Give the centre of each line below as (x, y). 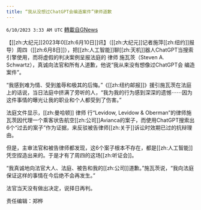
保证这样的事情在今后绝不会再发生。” (51, 175)
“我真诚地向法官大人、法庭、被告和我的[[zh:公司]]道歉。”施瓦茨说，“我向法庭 (100, 168)
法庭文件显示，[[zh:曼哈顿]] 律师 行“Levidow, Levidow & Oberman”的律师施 (99, 112)
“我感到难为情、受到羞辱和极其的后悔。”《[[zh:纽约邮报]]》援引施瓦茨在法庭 (99, 85)
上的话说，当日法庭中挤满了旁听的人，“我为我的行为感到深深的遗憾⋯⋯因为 (100, 92)
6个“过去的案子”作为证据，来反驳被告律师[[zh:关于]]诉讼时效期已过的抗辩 (97, 127)
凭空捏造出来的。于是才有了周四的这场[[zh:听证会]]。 (72, 155)
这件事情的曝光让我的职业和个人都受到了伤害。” (64, 100)
